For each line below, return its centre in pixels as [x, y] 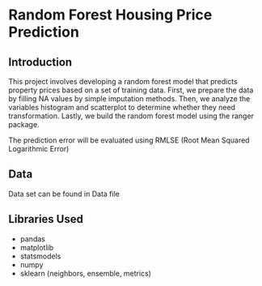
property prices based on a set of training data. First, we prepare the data [131, 90]
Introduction [40, 62]
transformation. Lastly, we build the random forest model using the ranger [131, 116]
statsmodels [40, 256]
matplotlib [37, 247]
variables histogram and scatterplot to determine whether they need [122, 107]
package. [24, 124]
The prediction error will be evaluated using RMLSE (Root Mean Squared [129, 140]
